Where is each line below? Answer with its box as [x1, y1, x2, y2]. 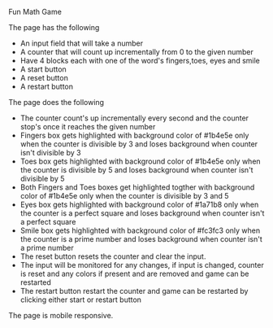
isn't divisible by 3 [19, 148, 81, 157]
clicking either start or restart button [19, 295, 142, 304]
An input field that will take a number [19, 38, 144, 48]
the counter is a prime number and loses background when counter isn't [19, 234, 262, 243]
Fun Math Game [8, 7, 63, 16]
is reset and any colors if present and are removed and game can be [19, 269, 249, 278]
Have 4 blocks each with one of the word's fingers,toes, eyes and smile [19, 56, 260, 65]
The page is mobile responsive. [8, 311, 114, 320]
